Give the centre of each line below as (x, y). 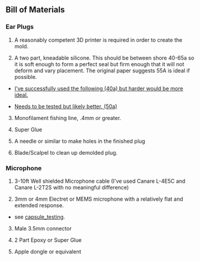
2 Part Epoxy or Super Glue (48, 240)
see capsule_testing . (40, 217)
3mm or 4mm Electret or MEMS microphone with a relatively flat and (99, 199)
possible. (25, 76)
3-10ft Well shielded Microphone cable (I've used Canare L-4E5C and (100, 181)
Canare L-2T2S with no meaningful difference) (72, 187)
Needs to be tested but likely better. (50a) (66, 106)
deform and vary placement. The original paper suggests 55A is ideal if (102, 70)
